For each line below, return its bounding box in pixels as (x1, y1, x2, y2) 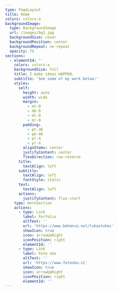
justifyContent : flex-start (23, 196, 81, 201)
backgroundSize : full (14, 67, 59, 72)
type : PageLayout (5, 7, 41, 12)
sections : (5, 53, 26, 58)
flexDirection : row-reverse (23, 154, 81, 159)
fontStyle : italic (23, 178, 61, 183)
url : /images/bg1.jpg (9, 30, 55, 35)
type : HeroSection (14, 200, 52, 205)
